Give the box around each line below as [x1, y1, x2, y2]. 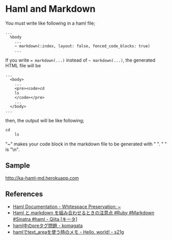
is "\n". [5, 146, 20, 152]
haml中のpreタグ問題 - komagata [12, 222, 83, 229]
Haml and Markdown [5, 3, 96, 15]
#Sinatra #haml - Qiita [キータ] [12, 216, 78, 222]
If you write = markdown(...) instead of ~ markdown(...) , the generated [5, 57, 156, 63]
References [5, 190, 43, 198]
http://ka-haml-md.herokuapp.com [5, 175, 79, 181]
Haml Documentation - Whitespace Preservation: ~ [12, 204, 121, 210]
